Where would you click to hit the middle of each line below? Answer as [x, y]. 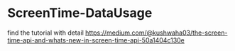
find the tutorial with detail [45, 33]
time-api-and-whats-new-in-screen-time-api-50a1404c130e [96, 40]
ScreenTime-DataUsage [80, 13]
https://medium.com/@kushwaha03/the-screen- [156, 33]
